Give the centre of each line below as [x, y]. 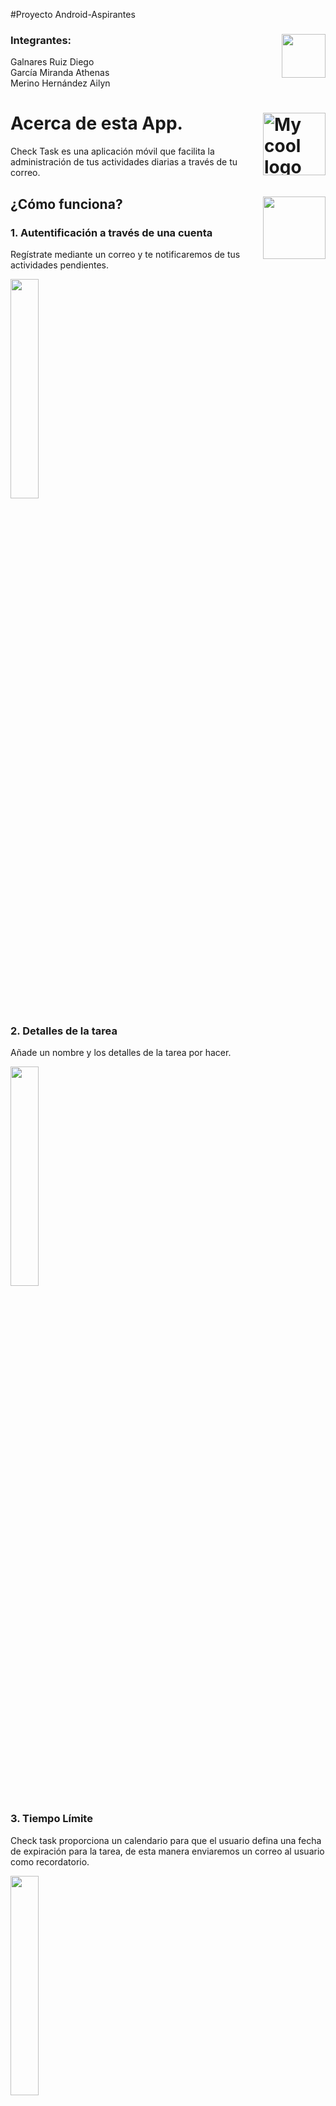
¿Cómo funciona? [66, 204]
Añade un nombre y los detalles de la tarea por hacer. [121, 1053]
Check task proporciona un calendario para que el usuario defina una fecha [166, 1840]
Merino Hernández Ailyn [60, 83]
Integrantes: [41, 40]
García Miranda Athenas [60, 73]
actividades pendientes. [60, 265]
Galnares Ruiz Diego [52, 62]
